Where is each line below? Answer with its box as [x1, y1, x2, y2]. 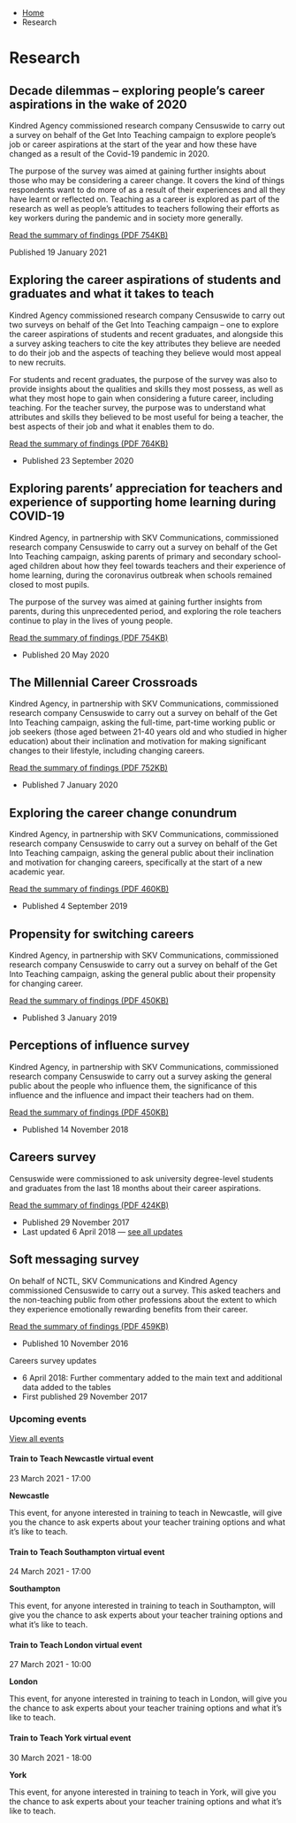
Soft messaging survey [9, 1252, 140, 1267]
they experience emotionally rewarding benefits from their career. [9, 1304, 248, 1314]
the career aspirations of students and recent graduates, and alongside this [9, 328, 284, 339]
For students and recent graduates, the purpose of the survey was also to [9, 373, 277, 384]
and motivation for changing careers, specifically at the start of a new [9, 858, 262, 868]
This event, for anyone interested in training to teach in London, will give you [9, 1694, 287, 1704]
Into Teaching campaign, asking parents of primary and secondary [9, 550, 252, 561]
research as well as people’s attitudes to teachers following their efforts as [9, 204, 280, 213]
